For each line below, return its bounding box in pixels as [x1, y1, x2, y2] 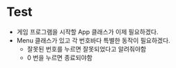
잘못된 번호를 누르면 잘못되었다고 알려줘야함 [26, 45, 147, 53]
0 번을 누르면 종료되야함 [26, 53, 93, 62]
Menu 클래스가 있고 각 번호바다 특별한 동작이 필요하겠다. [16, 36, 171, 45]
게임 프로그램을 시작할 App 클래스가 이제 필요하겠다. [16, 27, 159, 36]
